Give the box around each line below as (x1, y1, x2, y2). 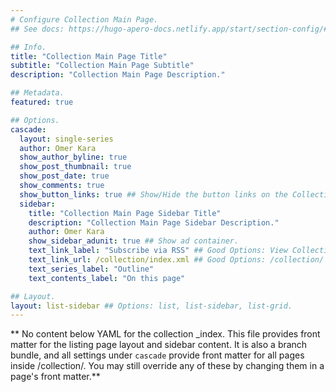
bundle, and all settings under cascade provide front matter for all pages (10, 349, 305, 361)
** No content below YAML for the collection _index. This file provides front (10, 328, 321, 340)
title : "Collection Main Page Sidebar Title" (28, 208, 222, 218)
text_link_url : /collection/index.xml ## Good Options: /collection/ (28, 255, 325, 265)
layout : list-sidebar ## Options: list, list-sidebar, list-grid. (10, 301, 293, 311)
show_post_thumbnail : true (19, 162, 132, 172)
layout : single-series (19, 134, 114, 144)
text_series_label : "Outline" (28, 264, 155, 274)
